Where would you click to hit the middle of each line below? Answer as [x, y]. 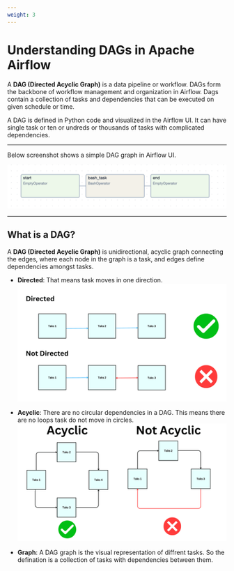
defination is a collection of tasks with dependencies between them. [115, 559]
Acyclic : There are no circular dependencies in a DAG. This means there [121, 412]
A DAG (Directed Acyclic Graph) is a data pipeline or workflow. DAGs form [114, 84]
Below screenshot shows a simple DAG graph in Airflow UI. [92, 155]
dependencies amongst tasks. [50, 266]
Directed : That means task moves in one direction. [90, 280]
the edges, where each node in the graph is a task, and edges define [106, 259]
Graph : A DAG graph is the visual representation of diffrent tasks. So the [121, 552]
